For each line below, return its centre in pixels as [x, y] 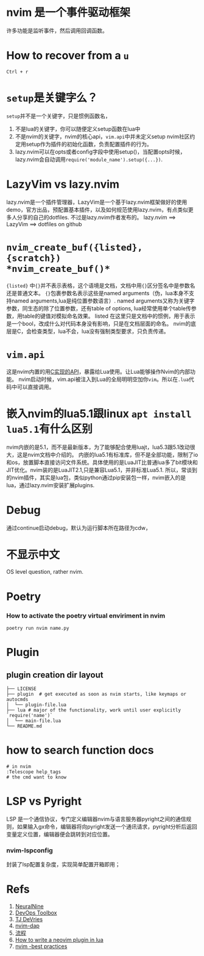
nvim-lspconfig [30, 850]
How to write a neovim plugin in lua [59, 940]
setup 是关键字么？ [52, 98]
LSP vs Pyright [44, 801]
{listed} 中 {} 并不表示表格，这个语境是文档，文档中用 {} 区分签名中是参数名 [101, 285]
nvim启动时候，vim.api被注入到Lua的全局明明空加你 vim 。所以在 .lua [104, 379]
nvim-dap [27, 926]
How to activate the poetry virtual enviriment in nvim [86, 615]
